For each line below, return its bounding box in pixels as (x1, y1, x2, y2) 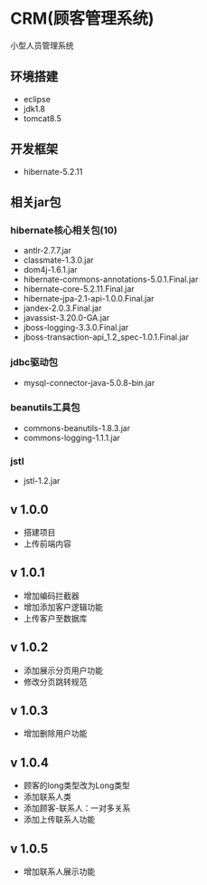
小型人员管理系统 (10, 40, 74, 51)
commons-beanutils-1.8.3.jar (23, 422, 130, 433)
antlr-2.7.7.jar (23, 245, 71, 256)
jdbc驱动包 (10, 356, 58, 369)
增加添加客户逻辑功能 (23, 601, 103, 612)
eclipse (23, 93, 51, 104)
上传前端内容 (23, 538, 71, 549)
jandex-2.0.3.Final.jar (23, 303, 102, 313)
